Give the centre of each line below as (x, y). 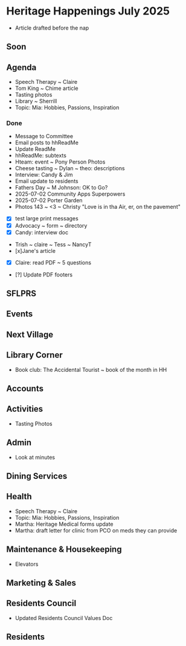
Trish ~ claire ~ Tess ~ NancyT (53, 244)
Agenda (21, 67)
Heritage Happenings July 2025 (88, 11)
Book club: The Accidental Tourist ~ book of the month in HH (91, 369)
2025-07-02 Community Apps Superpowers (70, 194)
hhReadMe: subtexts (40, 156)
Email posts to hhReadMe (46, 142)
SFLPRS (21, 294)
